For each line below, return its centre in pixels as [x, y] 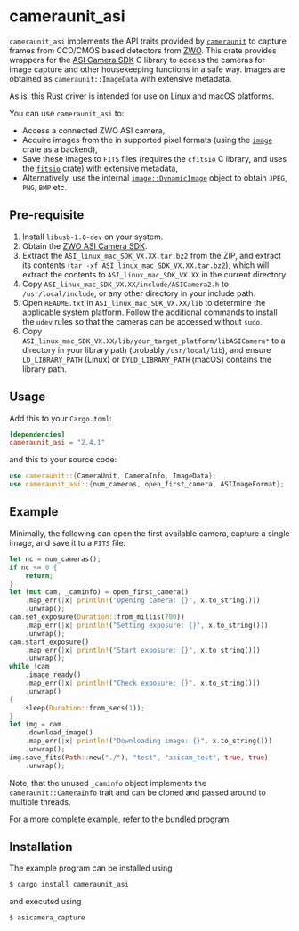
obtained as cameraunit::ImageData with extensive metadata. [121, 78]
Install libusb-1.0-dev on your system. [93, 237]
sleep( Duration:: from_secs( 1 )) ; [85, 708]
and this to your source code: [63, 460]
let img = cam [36, 725]
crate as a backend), [60, 149]
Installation [41, 847]
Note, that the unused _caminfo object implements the [108, 783]
